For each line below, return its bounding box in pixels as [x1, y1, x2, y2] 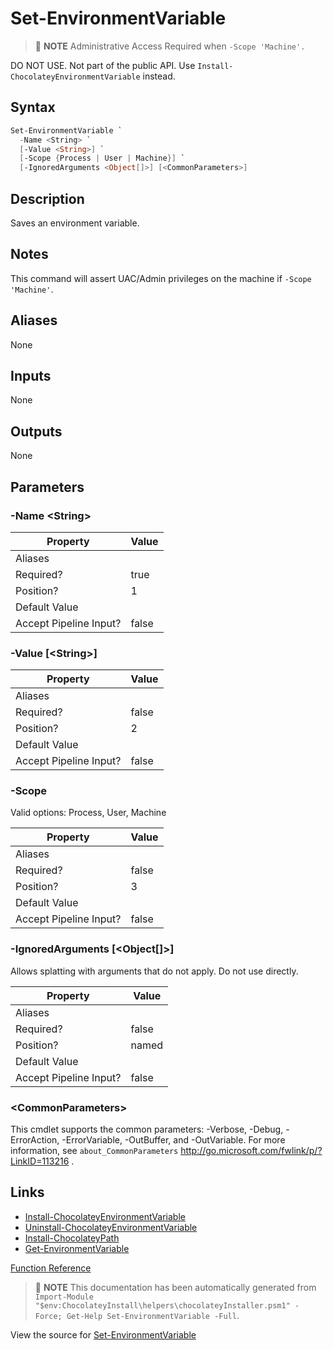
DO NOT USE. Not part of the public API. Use [10, 59, 196, 71]
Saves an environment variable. [10, 217, 140, 229]
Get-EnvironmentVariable [24, 1242, 130, 1254]
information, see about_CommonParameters [10, 1145, 179, 1157]
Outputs [10, 423, 63, 440]
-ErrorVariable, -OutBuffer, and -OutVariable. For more [61, 1134, 286, 1146]
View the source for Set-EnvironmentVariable [10, 1328, 197, 1341]
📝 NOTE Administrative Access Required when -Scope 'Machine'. [34, 40, 306, 52]
